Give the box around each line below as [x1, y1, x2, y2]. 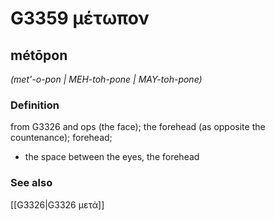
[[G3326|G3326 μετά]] [10, 198, 105, 211]
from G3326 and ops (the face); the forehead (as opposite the [10, 121, 266, 133]
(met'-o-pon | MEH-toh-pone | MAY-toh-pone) [10, 73, 203, 85]
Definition [10, 98, 60, 112]
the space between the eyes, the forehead [24, 151, 200, 163]
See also [10, 176, 53, 190]
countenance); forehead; [10, 132, 113, 144]
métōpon [10, 47, 68, 64]
